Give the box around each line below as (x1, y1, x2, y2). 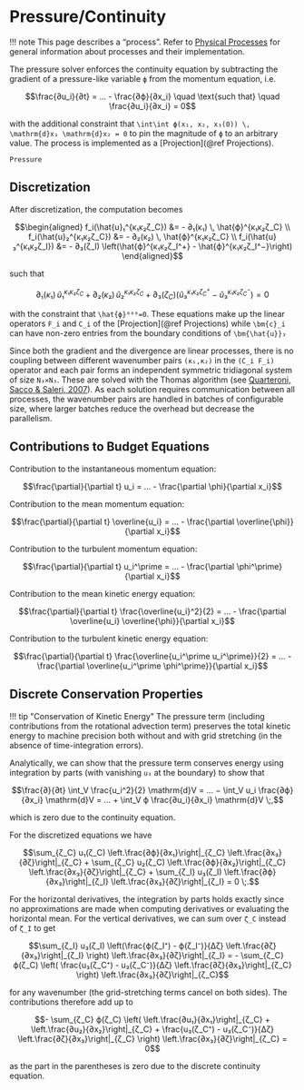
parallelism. (9, 413, 53, 424)
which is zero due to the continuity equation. (9, 811, 176, 823)
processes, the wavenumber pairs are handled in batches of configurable (9, 393, 284, 405)
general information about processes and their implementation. (9, 45, 245, 56)
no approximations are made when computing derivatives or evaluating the (9, 903, 289, 914)
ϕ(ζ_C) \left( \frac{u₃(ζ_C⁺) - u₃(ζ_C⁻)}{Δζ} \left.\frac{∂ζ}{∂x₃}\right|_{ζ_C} (13, 959, 292, 970)
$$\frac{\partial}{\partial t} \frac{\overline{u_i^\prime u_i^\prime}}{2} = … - (13, 650, 292, 661)
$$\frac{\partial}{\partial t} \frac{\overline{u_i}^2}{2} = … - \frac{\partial (17, 606, 288, 617)
